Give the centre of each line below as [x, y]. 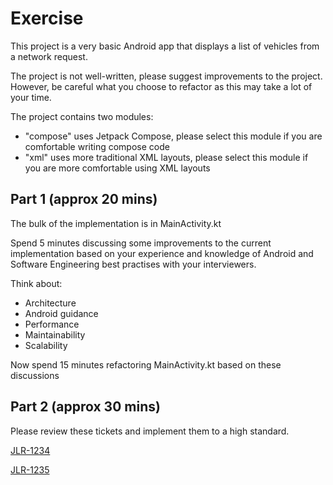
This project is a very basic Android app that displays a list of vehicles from [165, 46]
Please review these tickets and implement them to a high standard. [150, 431]
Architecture [50, 303]
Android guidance [61, 313]
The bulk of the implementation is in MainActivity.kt [116, 223]
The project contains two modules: [82, 116]
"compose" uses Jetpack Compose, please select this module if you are [173, 136]
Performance [52, 324]
